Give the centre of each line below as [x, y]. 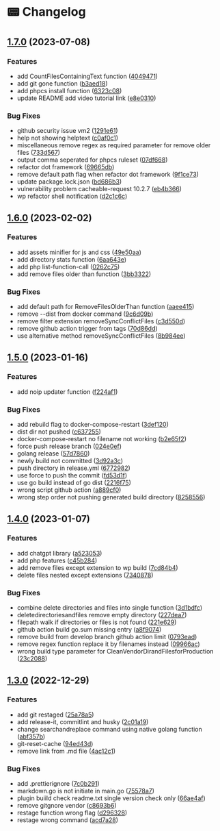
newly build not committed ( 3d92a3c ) [70, 461]
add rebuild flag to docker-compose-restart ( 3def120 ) [93, 425]
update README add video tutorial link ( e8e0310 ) [86, 98]
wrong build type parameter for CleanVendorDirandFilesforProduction [115, 652]
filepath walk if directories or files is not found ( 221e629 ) [97, 622]
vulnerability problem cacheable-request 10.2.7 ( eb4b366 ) [99, 189]
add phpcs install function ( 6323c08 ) [69, 90]
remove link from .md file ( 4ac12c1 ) [66, 751]
